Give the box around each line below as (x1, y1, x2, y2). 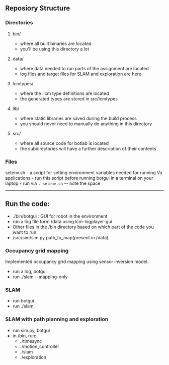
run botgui (12, 298, 34, 304)
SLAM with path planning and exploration (5, 316, 109, 323)
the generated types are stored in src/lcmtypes (20, 95, 118, 101)
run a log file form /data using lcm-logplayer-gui (12, 218, 112, 224)
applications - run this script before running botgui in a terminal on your (5, 175, 153, 181)
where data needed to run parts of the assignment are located (20, 65, 149, 71)
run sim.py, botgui (12, 327, 50, 333)
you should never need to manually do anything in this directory (20, 121, 152, 127)
